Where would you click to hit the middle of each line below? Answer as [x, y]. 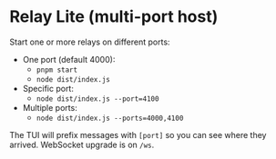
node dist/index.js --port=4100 [97, 99]
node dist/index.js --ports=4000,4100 [110, 118]
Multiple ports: [50, 107]
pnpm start [57, 70]
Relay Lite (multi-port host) [114, 17]
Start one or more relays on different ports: [90, 42]
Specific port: [48, 88]
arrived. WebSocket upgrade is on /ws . [82, 144]
